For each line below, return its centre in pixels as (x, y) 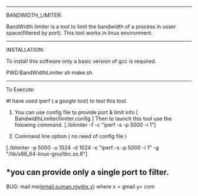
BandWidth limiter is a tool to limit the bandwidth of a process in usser (91, 26)
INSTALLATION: (25, 50)
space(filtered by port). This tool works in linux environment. (80, 33)
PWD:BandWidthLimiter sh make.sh (49, 72)
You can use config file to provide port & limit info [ (76, 112)
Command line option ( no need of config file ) (71, 136)
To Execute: (21, 89)
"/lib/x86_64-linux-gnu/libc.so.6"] (47, 154)
